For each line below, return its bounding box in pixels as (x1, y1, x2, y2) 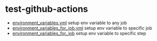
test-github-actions (5, 3, 88, 15)
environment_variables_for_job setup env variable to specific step (12, 30, 146, 36)
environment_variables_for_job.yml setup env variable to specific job (12, 25, 153, 31)
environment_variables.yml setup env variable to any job (12, 20, 127, 26)
